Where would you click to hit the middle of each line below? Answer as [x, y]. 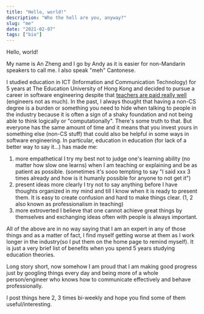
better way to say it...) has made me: [52, 147]
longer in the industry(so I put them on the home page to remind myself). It [100, 242]
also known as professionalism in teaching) [69, 204]
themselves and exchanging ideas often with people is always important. [106, 217]
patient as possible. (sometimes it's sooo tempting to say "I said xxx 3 [103, 172]
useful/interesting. [29, 304]
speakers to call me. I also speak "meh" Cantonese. [71, 70]
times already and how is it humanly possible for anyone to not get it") [103, 178]
